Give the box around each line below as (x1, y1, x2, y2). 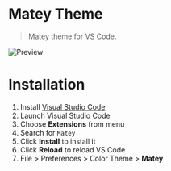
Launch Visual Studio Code (19, 111, 111, 120)
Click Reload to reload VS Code (19, 144, 126, 154)
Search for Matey (19, 127, 76, 137)
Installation (8, 76, 85, 94)
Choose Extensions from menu (19, 119, 125, 129)
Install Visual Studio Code (19, 102, 106, 111)
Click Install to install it (19, 136, 96, 146)
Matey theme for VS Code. (27, 31, 117, 41)
